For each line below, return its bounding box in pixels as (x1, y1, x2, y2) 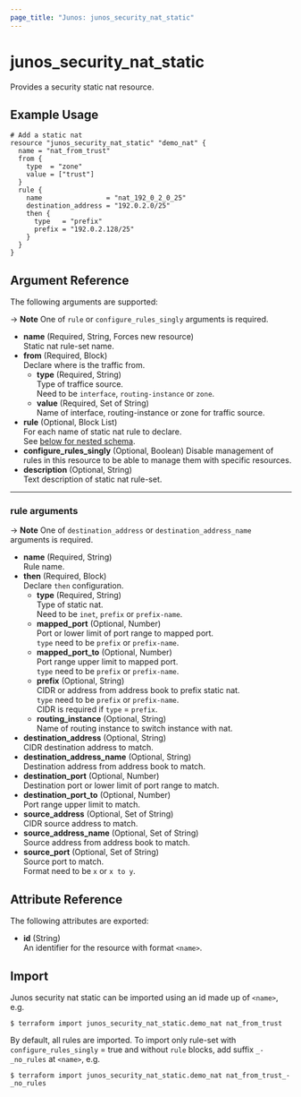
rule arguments (10, 505, 79, 518)
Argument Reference (10, 272, 130, 287)
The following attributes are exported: (10, 915, 149, 927)
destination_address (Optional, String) (22, 733, 167, 743)
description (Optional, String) (22, 465, 133, 476)
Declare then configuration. (22, 580, 124, 591)
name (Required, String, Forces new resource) (22, 331, 195, 342)
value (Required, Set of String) (36, 398, 150, 408)
